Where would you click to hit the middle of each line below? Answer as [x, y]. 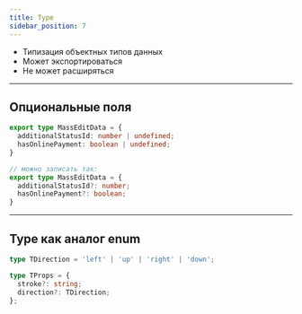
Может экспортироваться [72, 61]
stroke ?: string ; [50, 283]
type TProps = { [40, 275]
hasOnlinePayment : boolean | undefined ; [94, 144]
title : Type [31, 17]
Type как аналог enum [75, 239]
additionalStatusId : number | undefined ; [96, 136]
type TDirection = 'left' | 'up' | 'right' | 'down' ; [112, 259]
